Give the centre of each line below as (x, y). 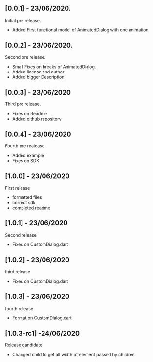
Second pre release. (25, 57)
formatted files (27, 197)
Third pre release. (23, 104)
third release (18, 271)
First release (18, 188)
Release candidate (24, 345)
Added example (28, 156)
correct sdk (24, 203)
